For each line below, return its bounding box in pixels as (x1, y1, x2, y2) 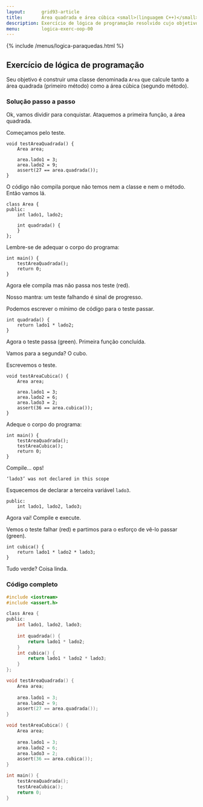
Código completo (6, 580, 59, 589)
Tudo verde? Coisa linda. (6, 565, 68, 572)
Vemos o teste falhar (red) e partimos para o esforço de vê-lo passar (6, 526, 178, 533)
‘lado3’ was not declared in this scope (6, 476, 110, 482)
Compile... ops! (6, 464, 44, 472)
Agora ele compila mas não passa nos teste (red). (6, 282, 130, 289)
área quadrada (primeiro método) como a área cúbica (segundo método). (6, 82, 189, 89)
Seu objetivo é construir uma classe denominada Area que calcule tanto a (6, 76, 189, 83)
